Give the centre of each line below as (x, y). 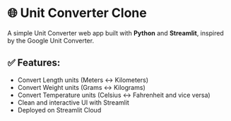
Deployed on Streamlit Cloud (59, 110)
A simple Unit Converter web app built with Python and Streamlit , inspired (115, 33)
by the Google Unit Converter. (51, 40)
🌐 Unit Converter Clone (77, 13)
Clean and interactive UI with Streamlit (73, 102)
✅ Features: (34, 63)
